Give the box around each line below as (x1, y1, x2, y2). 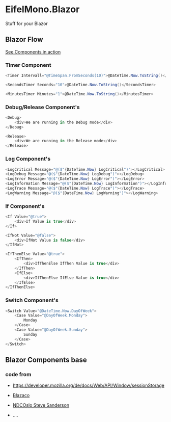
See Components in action (5, 48, 61, 55)
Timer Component (5, 61, 52, 68)
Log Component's (5, 155, 51, 163)
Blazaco (12, 392, 30, 399)
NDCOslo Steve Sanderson (12, 402, 70, 408)
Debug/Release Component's (5, 103, 80, 111)
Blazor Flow (5, 35, 43, 44)
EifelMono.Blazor (5, 4, 80, 15)
